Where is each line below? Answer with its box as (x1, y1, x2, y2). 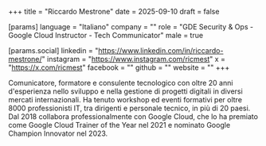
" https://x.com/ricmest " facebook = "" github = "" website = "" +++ (8, 63, 230, 72)
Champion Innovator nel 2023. (8, 129, 108, 138)
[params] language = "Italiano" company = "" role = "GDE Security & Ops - (8, 22, 253, 31)
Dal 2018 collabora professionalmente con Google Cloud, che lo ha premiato (8, 112, 259, 121)
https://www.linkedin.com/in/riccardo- (98, 46, 224, 55)
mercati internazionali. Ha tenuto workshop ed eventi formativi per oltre (8, 95, 243, 104)
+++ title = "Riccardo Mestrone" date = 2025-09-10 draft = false (8, 7, 220, 16)
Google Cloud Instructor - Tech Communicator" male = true (8, 31, 204, 40)
